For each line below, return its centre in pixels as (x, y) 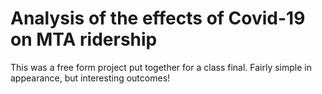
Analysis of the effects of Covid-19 (158, 18)
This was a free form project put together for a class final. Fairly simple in (161, 67)
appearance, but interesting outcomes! (90, 78)
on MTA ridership (84, 39)
